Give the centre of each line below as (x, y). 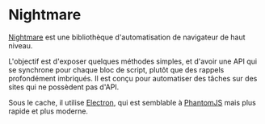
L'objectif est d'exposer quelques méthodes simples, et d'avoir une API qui (132, 61)
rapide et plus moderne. (48, 111)
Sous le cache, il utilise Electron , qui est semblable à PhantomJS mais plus (132, 102)
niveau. (21, 45)
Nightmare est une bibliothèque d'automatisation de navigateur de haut (127, 37)
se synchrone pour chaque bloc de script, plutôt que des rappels (116, 69)
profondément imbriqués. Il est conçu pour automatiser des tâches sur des (133, 78)
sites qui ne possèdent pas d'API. (64, 87)
